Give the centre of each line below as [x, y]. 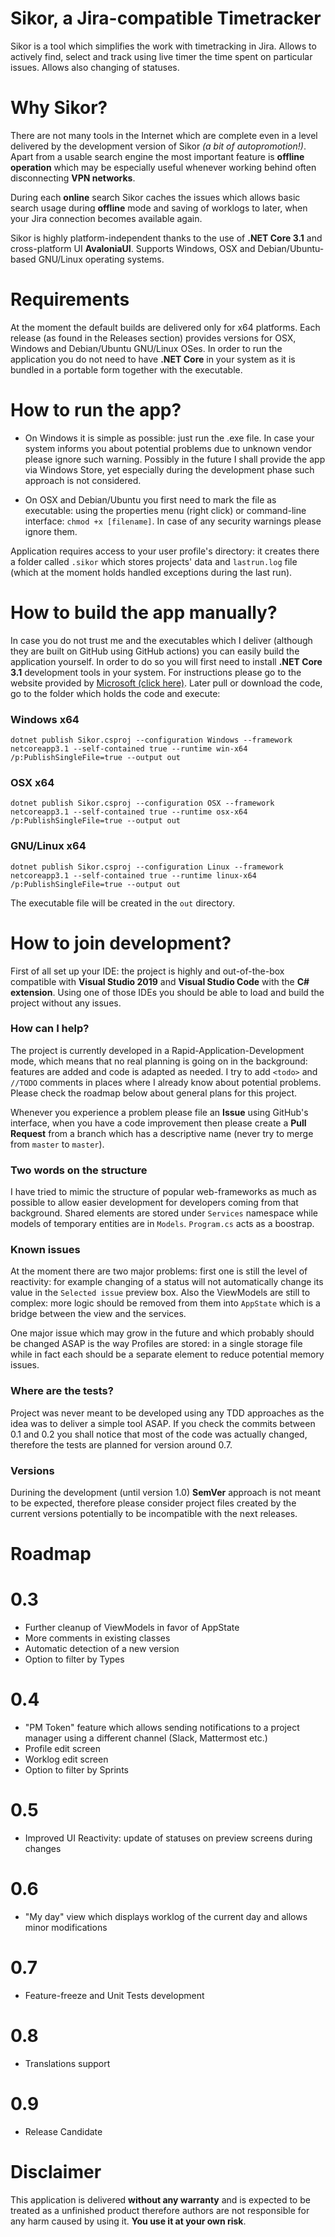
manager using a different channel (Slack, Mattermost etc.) [146, 1738]
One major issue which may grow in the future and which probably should [162, 1333]
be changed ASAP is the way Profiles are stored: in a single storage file [156, 1344]
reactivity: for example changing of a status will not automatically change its [167, 1282]
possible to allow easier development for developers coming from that [154, 1203]
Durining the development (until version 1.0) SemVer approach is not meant [165, 1492]
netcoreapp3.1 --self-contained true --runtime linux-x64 [133, 875]
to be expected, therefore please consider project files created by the [153, 1503]
